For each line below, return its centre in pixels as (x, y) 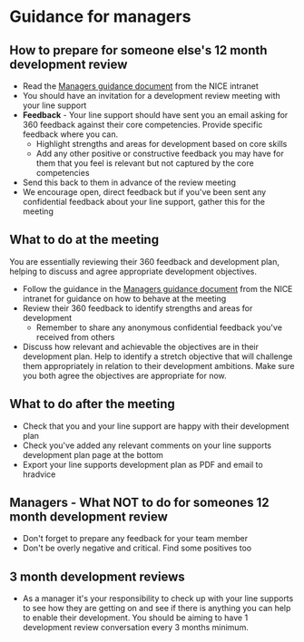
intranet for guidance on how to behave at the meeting (124, 298)
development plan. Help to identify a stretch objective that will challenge (157, 356)
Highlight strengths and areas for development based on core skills (162, 144)
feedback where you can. (70, 134)
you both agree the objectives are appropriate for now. (124, 375)
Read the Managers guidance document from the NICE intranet (140, 86)
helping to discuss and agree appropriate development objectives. (133, 271)
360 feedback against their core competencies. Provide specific (142, 125)
